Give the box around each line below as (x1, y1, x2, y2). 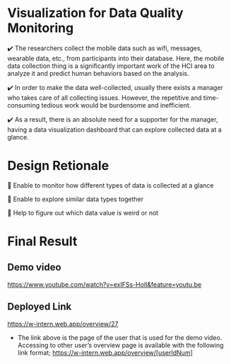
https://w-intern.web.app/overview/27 (7, 319, 119, 328)
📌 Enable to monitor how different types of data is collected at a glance (7, 181, 214, 189)
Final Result (7, 234, 78, 249)
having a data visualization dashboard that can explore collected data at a (7, 125, 223, 134)
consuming (7, 101, 40, 109)
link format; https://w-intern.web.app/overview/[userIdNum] (17, 348, 193, 357)
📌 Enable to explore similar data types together (7, 195, 143, 203)
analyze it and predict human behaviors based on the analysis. (7, 69, 189, 77)
